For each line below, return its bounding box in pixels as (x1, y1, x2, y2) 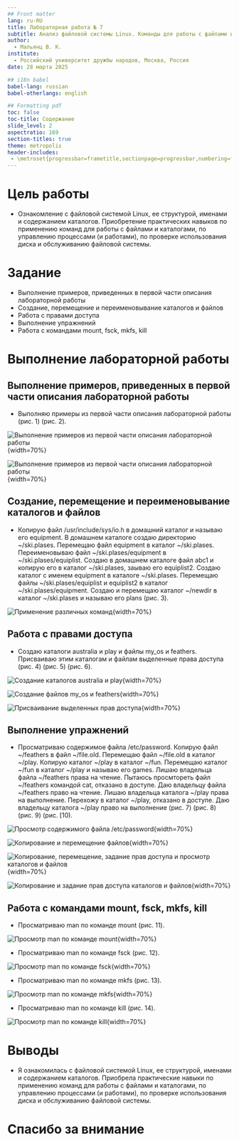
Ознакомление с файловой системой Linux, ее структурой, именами (17, 209, 228, 218)
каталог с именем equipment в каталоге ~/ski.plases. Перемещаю (17, 570, 218, 579)
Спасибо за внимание (7, 1121, 144, 1137)
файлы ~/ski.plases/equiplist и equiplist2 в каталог (17, 578, 169, 587)
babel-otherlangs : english (7, 90, 87, 97)
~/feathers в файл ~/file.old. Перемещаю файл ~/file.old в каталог (17, 751, 216, 759)
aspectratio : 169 (7, 129, 59, 136)
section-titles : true (7, 135, 72, 142)
